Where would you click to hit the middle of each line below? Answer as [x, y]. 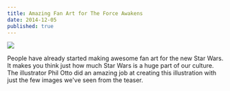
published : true [30, 26]
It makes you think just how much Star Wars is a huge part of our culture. [111, 66]
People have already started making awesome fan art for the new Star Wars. [115, 58]
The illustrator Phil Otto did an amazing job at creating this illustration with [112, 73]
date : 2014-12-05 [32, 20]
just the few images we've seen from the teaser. [75, 80]
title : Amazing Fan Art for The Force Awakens [75, 13]
